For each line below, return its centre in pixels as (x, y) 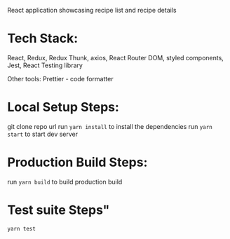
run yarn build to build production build (65, 182)
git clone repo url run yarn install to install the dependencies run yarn (110, 126)
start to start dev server (43, 134)
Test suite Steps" (59, 210)
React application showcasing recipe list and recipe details (92, 10)
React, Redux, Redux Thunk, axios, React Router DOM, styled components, (116, 57)
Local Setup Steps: (63, 107)
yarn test (22, 228)
